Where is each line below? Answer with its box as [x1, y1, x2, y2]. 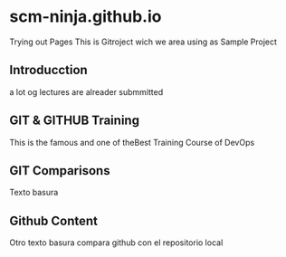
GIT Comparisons [9, 163, 110, 178]
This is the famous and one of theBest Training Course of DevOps [9, 137, 255, 148]
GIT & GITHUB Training [9, 113, 140, 128]
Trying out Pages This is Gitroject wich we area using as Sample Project [9, 36, 278, 47]
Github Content [9, 213, 98, 228]
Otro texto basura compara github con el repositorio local [9, 237, 224, 248]
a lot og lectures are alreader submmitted [9, 86, 164, 97]
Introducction [9, 62, 88, 78]
